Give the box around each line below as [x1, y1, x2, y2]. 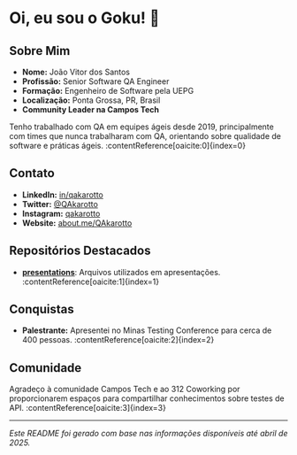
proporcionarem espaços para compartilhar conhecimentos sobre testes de [9, 393, 285, 404]
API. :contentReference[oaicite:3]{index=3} [9, 403, 166, 413]
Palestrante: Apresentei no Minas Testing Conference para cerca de [21, 325, 272, 335]
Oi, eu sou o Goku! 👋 [9, 8, 161, 28]
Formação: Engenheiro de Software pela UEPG [21, 86, 194, 96]
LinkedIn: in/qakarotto [21, 189, 104, 200]
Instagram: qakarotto [21, 208, 101, 219]
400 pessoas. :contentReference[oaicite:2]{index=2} [21, 335, 215, 345]
